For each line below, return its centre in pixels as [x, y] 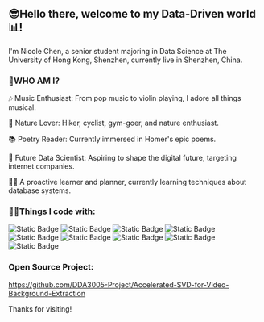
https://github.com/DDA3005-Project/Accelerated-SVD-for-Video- [119, 284]
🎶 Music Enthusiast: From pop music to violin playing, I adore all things [125, 98]
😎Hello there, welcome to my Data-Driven [116, 14]
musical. [22, 107]
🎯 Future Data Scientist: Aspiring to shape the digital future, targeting [123, 158]
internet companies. [41, 166]
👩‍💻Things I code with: [52, 211]
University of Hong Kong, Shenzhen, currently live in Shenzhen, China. [126, 60]
